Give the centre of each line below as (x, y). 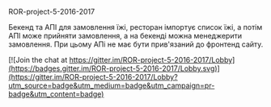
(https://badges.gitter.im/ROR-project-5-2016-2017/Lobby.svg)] (114, 68)
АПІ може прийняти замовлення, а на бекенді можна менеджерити (125, 36)
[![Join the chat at (38, 60)
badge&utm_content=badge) (56, 94)
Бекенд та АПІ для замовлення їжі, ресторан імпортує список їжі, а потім (135, 27)
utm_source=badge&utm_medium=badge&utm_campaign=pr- (112, 85)
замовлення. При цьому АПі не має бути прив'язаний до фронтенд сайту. (136, 44)
